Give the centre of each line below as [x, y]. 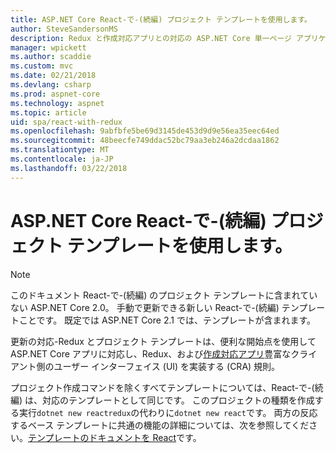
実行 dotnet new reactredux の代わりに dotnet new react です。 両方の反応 [168, 412]
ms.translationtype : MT [60, 150]
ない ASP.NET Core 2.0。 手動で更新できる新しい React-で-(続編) [145, 307]
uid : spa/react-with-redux [66, 122]
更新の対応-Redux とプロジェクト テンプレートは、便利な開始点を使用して [163, 341]
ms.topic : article [48, 112]
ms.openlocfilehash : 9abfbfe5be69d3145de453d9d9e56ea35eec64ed [145, 131]
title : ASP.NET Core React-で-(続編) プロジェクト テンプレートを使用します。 [161, 19]
